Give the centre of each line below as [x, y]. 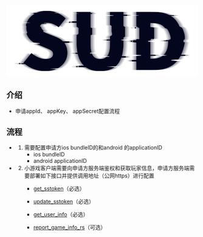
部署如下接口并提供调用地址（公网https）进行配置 [92, 176]
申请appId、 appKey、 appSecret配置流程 [67, 111]
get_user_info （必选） [61, 215]
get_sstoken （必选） [59, 189]
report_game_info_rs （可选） [70, 227]
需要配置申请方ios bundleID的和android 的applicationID [93, 148]
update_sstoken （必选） [64, 202]
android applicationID [60, 161]
